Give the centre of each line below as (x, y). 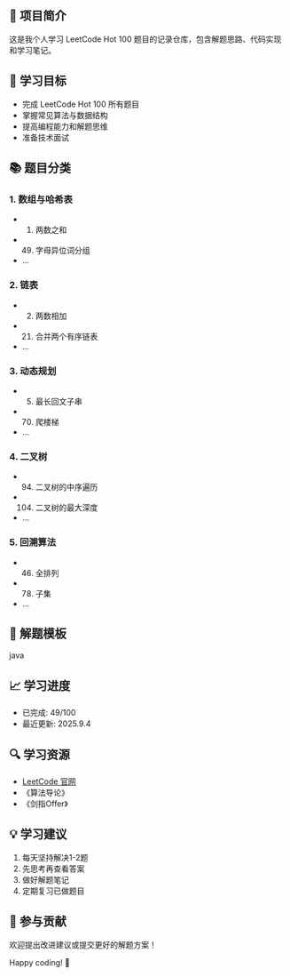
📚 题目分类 (40, 168)
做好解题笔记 (45, 879)
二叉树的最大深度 (67, 508)
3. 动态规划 (33, 371)
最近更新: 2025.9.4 (56, 724)
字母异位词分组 (63, 251)
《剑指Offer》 (45, 804)
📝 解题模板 (38, 633)
